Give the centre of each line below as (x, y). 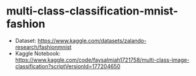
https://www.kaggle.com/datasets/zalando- (92, 40)
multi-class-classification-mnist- (92, 11)
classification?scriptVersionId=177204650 (68, 66)
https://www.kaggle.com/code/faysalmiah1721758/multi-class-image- (102, 60)
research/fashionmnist (43, 47)
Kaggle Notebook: (38, 53)
